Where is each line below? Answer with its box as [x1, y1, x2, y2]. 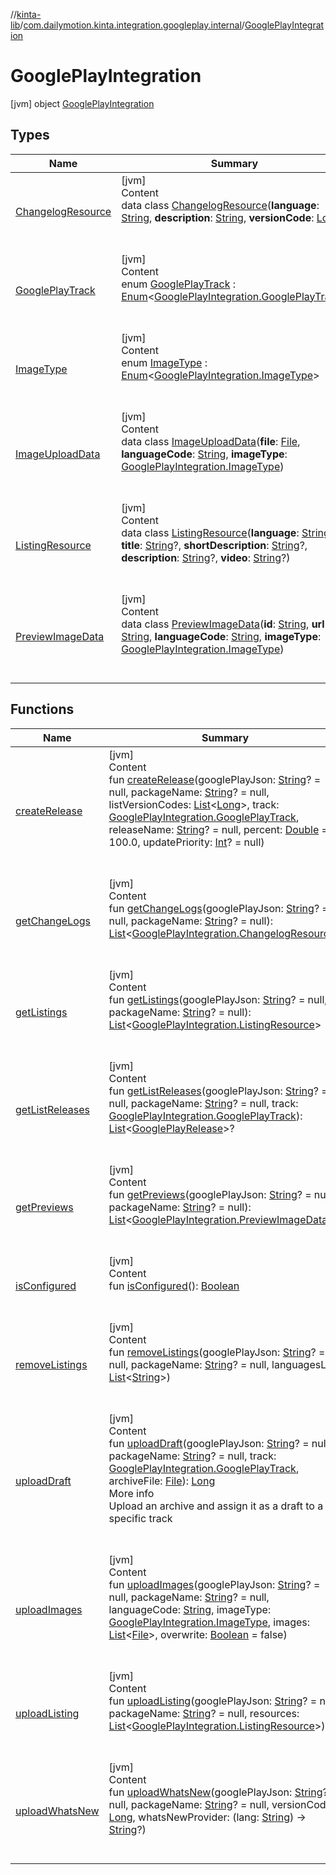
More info [108, 1486, 155, 1500]
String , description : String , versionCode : [121, 210, 315, 224]
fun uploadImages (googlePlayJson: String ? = [108, 1577, 321, 1591]
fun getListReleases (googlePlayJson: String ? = [108, 1084, 328, 1098]
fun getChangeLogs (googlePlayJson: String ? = [108, 901, 329, 915]
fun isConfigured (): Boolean [108, 1279, 240, 1293]
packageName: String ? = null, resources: [108, 1706, 300, 1720]
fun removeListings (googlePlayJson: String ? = [108, 1345, 326, 1359]
